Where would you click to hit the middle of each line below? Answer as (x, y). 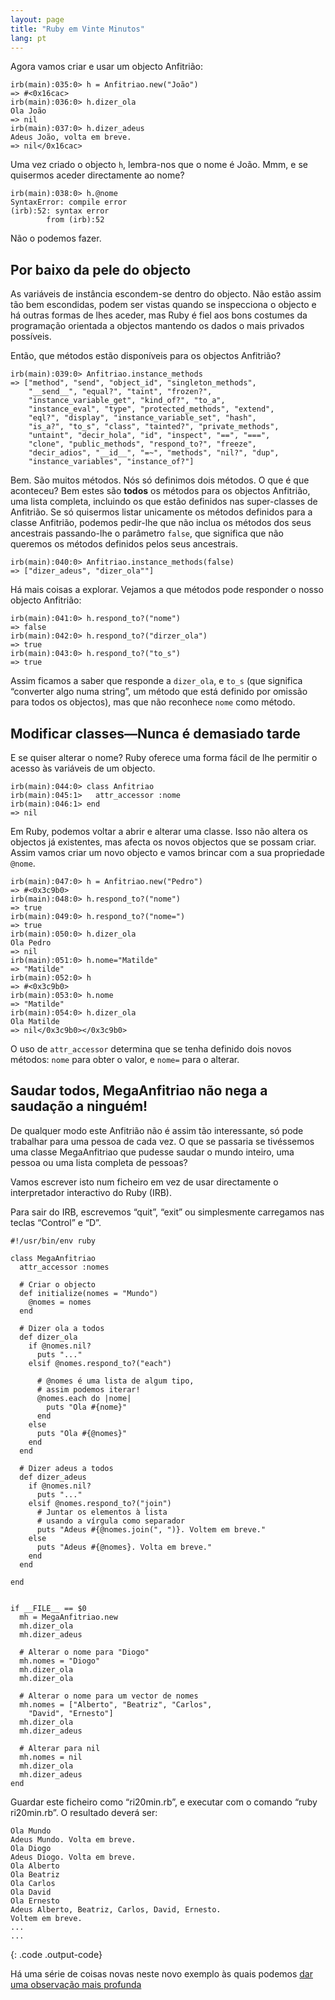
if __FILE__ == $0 (48, 1608)
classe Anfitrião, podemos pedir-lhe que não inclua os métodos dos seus (161, 523)
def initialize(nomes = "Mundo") (89, 1293)
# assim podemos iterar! (88, 1389)
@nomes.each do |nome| (84, 1398)
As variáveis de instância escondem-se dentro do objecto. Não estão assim (166, 294)
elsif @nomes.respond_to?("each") (100, 1363)
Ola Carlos (33, 1883)
